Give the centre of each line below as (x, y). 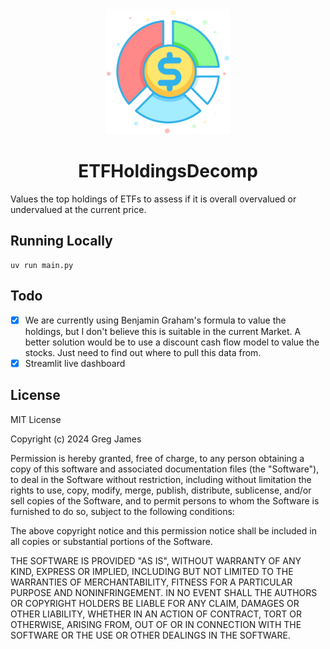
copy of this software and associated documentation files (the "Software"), (165, 469)
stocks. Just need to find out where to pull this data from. (143, 352)
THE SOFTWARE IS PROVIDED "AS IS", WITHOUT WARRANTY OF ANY (156, 560)
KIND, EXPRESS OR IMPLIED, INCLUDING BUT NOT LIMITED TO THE (152, 571)
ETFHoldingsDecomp (168, 171)
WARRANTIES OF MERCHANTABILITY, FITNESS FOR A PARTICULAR (151, 582)
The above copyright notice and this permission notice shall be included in (163, 530)
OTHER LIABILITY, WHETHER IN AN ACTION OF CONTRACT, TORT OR (156, 614)
